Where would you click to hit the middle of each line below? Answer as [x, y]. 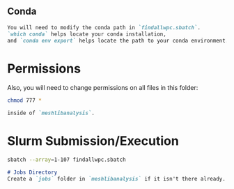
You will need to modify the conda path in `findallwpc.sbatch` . [104, 27]
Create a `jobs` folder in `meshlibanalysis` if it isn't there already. [117, 179]
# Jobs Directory [32, 172]
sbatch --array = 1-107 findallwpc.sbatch [67, 160]
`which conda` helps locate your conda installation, [87, 34]
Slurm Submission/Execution [93, 141]
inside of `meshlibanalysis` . [51, 113]
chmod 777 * [24, 100]
